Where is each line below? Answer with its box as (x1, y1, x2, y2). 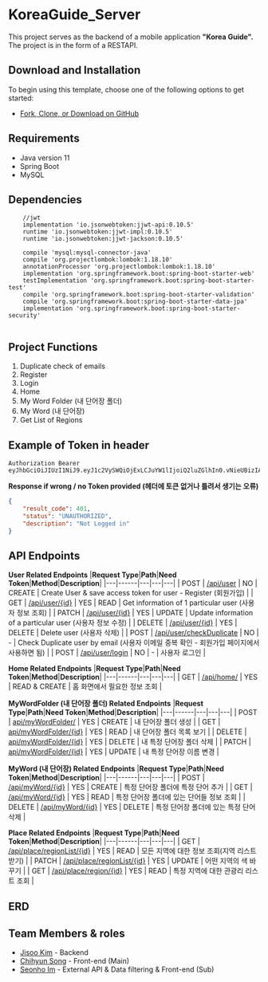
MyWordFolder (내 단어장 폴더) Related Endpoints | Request (8, 699, 203, 709)
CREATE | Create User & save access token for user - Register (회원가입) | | (8, 588, 254, 598)
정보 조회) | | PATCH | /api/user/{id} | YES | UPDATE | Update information (16, 608, 254, 618)
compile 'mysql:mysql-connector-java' (22, 249, 152, 257)
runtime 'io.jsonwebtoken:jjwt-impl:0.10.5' (22, 228, 173, 236)
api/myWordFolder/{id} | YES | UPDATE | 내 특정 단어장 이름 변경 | (8, 747, 219, 756)
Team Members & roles (8, 926, 125, 940)
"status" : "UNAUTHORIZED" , (22, 512, 112, 520)
